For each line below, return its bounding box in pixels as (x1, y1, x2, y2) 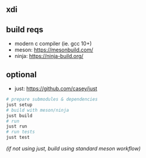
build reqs (6, 25, 44, 35)
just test (6, 135, 30, 140)
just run (6, 123, 27, 129)
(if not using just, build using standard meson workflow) (6, 145, 141, 152)
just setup (6, 102, 33, 108)
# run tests (6, 129, 35, 135)
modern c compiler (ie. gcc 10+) (14, 40, 92, 47)
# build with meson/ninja (6, 107, 69, 113)
